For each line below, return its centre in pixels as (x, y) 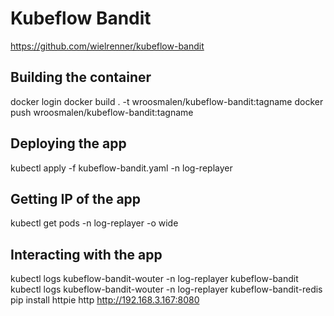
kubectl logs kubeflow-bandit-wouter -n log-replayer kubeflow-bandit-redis (166, 289)
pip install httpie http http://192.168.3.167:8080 (105, 300)
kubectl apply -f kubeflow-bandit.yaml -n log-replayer (121, 168)
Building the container (81, 77)
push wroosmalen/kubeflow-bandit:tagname (102, 112)
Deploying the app (68, 143)
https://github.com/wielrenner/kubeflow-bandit (107, 46)
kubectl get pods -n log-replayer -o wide (94, 223)
